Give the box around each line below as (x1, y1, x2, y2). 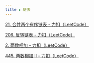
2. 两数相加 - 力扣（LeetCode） (5, 42, 70, 48)
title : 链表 (5, 7, 31, 12)
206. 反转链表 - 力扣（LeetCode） (5, 31, 76, 37)
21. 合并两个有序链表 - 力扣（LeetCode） (5, 21, 89, 27)
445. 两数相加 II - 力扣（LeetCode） (5, 53, 79, 59)
